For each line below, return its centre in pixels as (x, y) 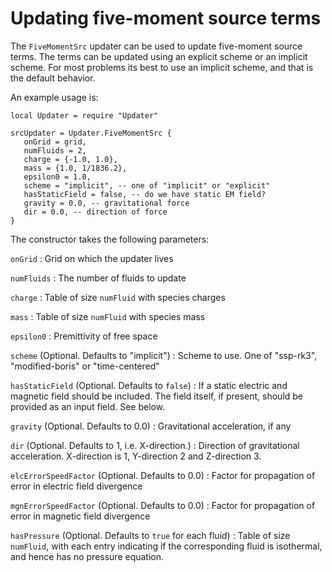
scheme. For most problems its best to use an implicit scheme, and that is (162, 67)
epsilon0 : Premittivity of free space (84, 336)
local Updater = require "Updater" (84, 115)
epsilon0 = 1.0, (57, 177)
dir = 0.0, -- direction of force (95, 212)
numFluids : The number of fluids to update (98, 278)
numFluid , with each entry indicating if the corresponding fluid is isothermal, (166, 546)
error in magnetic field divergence (80, 516)
